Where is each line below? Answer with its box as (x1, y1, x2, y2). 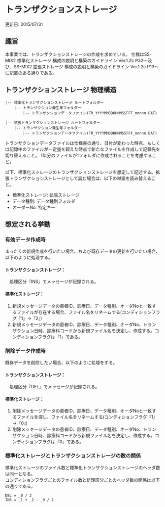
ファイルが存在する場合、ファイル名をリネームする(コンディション (16, 309, 152, 315)
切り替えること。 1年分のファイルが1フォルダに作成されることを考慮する (5, 152, 152, 158)
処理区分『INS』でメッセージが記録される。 (9, 278, 99, 284)
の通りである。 (5, 483, 35, 489)
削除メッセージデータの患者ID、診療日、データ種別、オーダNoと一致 (12, 408, 152, 414)
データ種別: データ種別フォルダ (12, 198, 75, 204)
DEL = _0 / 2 (5, 493, 32, 498)
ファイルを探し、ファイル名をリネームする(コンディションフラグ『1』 (16, 414, 158, 420)
